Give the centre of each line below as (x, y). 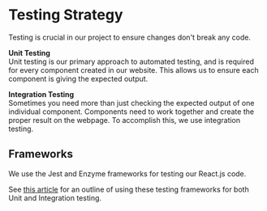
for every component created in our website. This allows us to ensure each (133, 70)
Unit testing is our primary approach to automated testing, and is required (131, 61)
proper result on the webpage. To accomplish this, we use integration (125, 120)
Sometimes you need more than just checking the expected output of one (131, 103)
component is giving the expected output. (78, 78)
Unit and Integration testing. (55, 198)
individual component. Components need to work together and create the (131, 112)
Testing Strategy (66, 15)
